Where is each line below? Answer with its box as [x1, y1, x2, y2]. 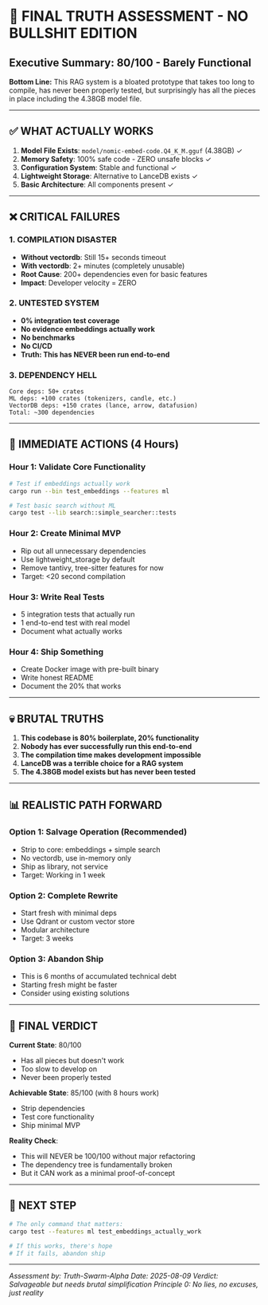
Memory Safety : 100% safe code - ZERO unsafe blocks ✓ [20, 154, 212, 164]
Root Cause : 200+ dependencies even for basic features [20, 269, 208, 278]
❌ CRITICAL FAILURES [9, 211, 121, 224]
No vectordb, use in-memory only [20, 853, 132, 862]
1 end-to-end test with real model [20, 617, 130, 627]
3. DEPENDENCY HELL [9, 369, 98, 380]
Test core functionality [20, 1112, 95, 1122]
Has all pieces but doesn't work [20, 1056, 125, 1066]
